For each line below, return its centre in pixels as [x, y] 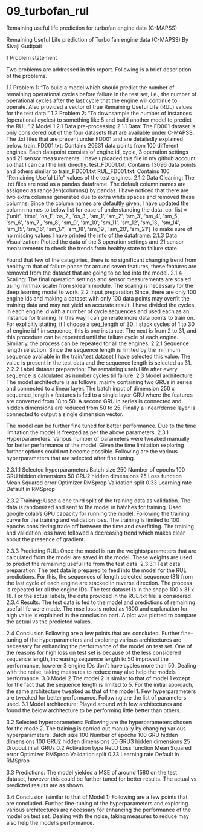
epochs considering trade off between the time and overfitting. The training [100, 526]
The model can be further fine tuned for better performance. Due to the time [101, 426]
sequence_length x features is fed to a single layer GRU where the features [100, 395]
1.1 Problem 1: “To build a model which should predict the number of [90, 87]
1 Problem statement [32, 57]
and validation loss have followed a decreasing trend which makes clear [96, 533]
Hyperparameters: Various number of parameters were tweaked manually [98, 438]
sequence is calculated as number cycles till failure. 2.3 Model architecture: [100, 375]
